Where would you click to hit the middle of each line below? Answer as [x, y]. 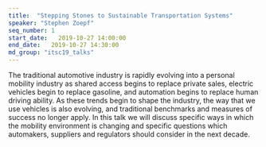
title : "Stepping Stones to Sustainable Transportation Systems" [121, 15]
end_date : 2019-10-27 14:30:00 [64, 45]
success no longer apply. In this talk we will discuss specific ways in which [131, 117]
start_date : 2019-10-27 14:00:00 [67, 38]
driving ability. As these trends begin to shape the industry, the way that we [132, 101]
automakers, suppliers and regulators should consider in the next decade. [129, 134]
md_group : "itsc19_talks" [51, 52]
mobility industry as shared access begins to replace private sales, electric [131, 83]
